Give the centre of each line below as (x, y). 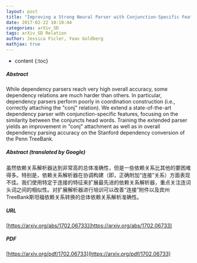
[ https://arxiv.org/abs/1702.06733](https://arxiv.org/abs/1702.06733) (89, 226)
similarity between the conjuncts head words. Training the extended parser (97, 120)
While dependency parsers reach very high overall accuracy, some (87, 89)
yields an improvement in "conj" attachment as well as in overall (83, 126)
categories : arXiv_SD (33, 28)
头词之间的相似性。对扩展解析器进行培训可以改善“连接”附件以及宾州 (88, 189)
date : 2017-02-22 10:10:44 (39, 22)
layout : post (22, 11)
